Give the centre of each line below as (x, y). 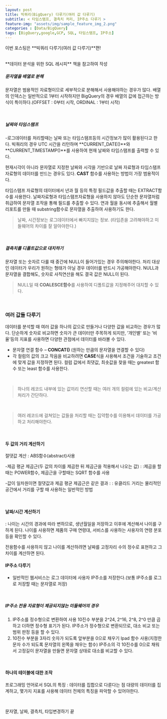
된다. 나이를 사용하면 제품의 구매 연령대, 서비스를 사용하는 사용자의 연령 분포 (88, 530)
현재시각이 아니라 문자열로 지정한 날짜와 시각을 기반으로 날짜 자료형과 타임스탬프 (83, 167)
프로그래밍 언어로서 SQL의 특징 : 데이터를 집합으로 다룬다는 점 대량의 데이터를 (81, 684)
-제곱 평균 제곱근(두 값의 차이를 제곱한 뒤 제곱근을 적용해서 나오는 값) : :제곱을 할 (83, 466)
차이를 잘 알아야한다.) (56, 226)
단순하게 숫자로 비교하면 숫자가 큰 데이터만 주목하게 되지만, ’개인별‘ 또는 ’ (83, 333)
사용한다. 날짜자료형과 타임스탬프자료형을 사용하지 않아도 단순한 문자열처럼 (87, 196)
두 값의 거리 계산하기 (25, 443)
